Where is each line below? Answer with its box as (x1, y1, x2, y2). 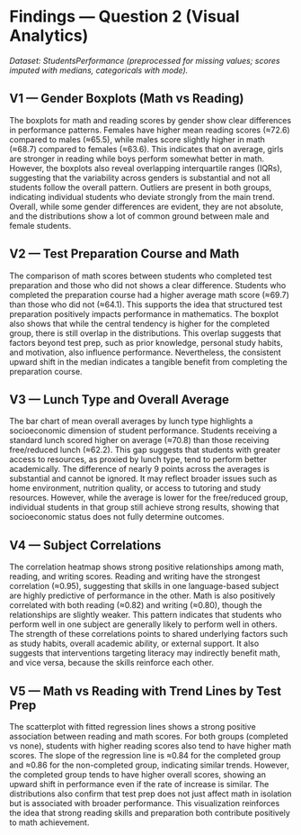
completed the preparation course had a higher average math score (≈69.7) (9, 289, 289, 300)
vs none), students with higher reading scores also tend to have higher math (9, 740, 292, 751)
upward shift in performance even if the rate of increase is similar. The (9, 779, 270, 789)
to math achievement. (9, 817, 90, 828)
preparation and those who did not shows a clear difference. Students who (9, 279, 287, 290)
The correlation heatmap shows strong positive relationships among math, (9, 561, 285, 573)
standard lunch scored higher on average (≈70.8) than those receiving (9, 435, 270, 446)
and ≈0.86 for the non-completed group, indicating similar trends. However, (9, 759, 289, 770)
